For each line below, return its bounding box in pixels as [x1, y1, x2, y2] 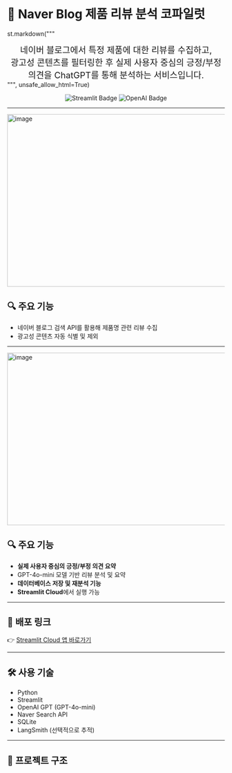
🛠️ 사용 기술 [7, 667, 54, 678]
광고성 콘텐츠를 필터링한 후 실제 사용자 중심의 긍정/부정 [10, 57, 222, 68]
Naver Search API [17, 710, 68, 718]
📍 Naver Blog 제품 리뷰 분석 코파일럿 [7, 6, 206, 22]
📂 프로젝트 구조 [7, 754, 68, 766]
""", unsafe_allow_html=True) [7, 80, 90, 88]
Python [17, 688, 38, 697]
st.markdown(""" [7, 29, 55, 38]
